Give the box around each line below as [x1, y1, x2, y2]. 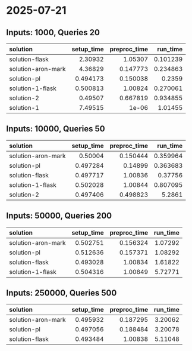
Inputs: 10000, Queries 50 [6, 124, 105, 134]
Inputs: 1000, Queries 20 [6, 27, 100, 38]
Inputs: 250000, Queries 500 [6, 288, 117, 298]
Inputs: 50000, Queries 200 [6, 211, 112, 221]
